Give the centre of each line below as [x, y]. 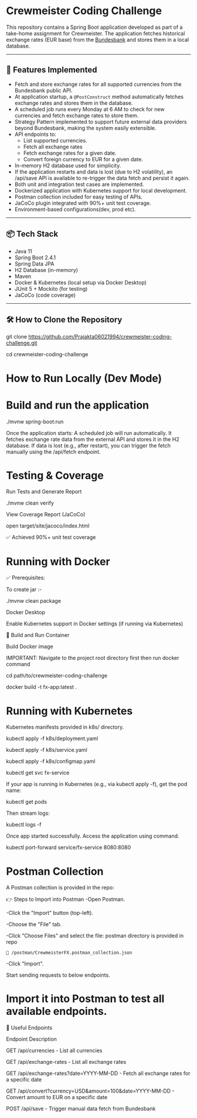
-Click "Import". [25, 964]
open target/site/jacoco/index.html [48, 526]
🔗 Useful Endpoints [29, 1028]
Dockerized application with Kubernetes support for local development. [101, 190]
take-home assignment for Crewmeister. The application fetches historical [96, 33]
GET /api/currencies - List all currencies [54, 1051]
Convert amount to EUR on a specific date [57, 1097]
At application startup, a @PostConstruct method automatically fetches [99, 97]
